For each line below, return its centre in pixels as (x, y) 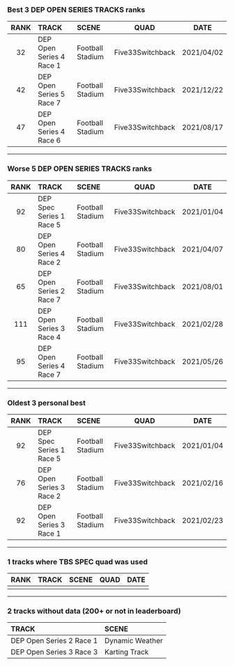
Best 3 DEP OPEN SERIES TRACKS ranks (76, 10)
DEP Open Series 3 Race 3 (54, 652)
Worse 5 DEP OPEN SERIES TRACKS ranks (80, 169)
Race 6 (49, 141)
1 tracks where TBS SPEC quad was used (78, 562)
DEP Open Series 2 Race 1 (54, 641)
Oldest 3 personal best (46, 403)
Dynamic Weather (134, 641)
